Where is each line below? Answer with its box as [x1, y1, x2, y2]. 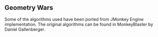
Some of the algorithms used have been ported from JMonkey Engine [4, 16, 144, 22]
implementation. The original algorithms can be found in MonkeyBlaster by [4, 21, 154, 27]
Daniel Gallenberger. [4, 26, 46, 32]
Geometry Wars [4, 4, 54, 12]
